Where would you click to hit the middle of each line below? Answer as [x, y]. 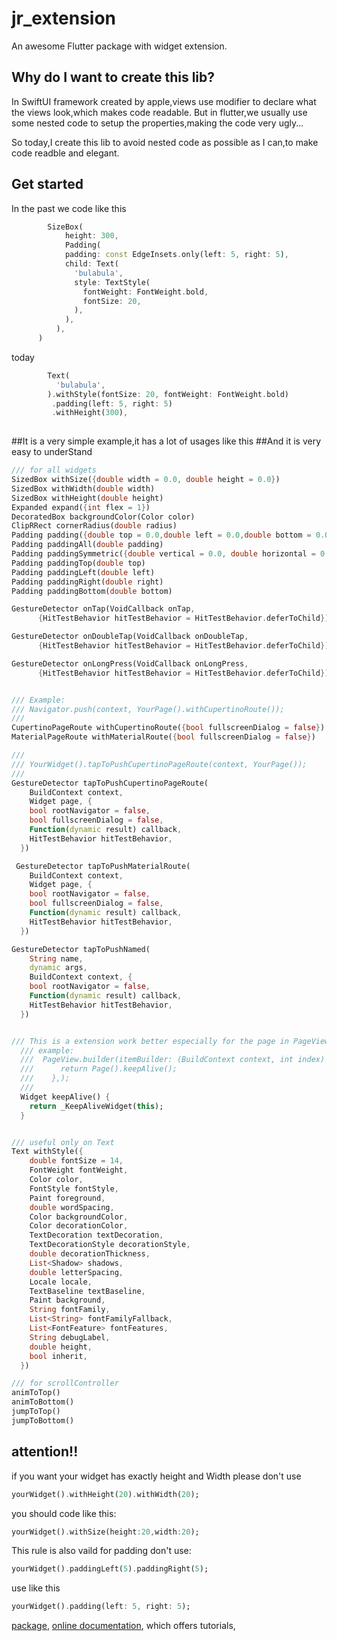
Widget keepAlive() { [65, 1097]
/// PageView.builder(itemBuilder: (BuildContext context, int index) [173, 1060]
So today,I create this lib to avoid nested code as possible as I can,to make [165, 142]
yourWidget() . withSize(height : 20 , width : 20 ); [105, 1532]
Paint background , [67, 1300]
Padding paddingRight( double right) [87, 582]
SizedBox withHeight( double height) [87, 498]
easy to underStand [52, 452]
